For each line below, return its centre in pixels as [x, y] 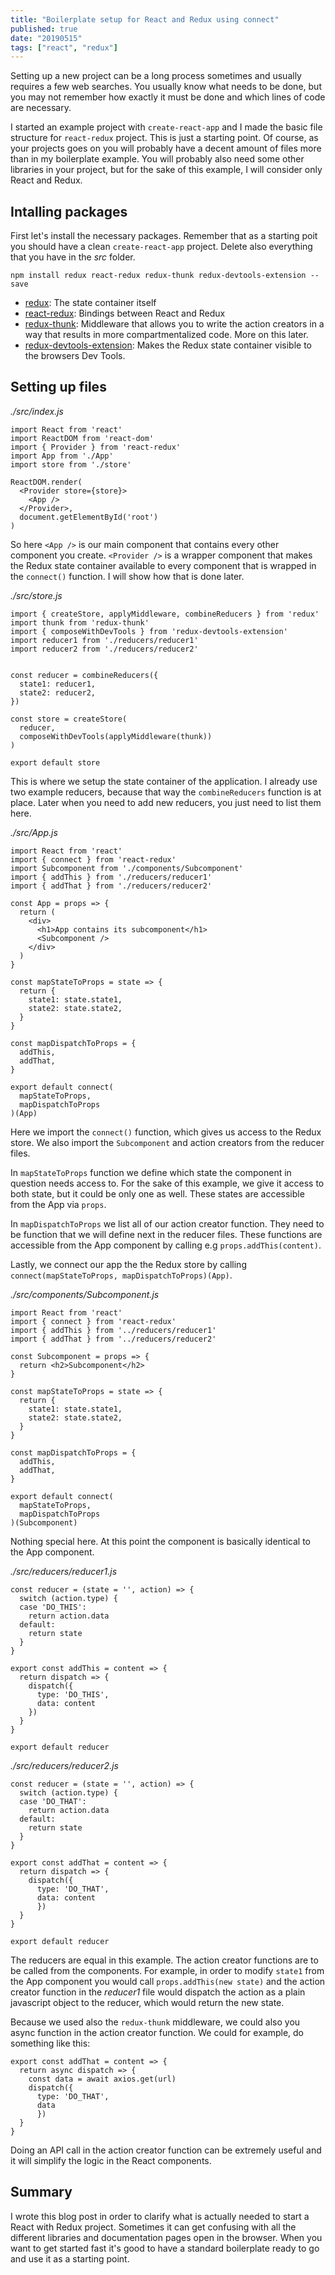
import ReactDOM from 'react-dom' [82, 438]
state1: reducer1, [58, 684]
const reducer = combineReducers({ [84, 675]
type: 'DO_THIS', [73, 1694]
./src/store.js [36, 595]
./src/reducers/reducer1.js [64, 1571]
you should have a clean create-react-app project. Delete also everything [161, 247]
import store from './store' [71, 464]
